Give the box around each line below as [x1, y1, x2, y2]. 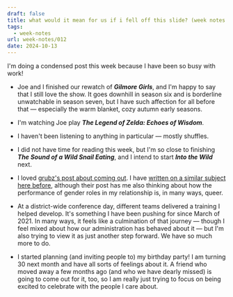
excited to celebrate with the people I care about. [17, 282, 159, 290]
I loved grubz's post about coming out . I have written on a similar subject [17, 174, 226, 182]
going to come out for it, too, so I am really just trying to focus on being [17, 275, 221, 283]
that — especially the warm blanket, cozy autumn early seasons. [17, 105, 203, 113]
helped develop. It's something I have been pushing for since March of [17, 210, 220, 218]
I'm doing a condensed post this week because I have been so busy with [7, 62, 216, 70]
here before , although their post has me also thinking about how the [17, 181, 212, 189]
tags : [7, 23, 23, 30]
